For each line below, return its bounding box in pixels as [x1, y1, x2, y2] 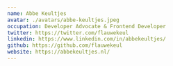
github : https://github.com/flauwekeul [7, 42, 123, 49]
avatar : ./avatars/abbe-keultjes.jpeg [7, 16, 120, 23]
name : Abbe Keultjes [7, 10, 67, 17]
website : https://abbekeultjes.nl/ [7, 49, 110, 56]
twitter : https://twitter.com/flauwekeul [7, 29, 129, 36]
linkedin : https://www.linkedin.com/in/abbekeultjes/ [7, 36, 167, 43]
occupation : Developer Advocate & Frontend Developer [7, 23, 167, 30]
